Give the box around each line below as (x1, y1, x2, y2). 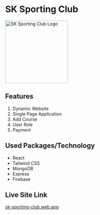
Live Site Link (5, 190, 47, 199)
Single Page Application (12, 111, 62, 117)
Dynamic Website (12, 105, 49, 112)
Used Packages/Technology (5, 142, 95, 150)
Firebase (12, 176, 31, 182)
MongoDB (12, 165, 33, 171)
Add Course (12, 116, 37, 122)
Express (12, 171, 29, 177)
